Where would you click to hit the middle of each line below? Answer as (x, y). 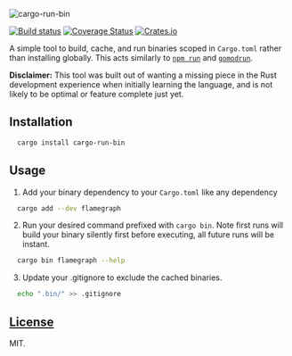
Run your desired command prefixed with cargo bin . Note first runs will (152, 225)
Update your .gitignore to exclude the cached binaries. (122, 277)
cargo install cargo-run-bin (71, 143)
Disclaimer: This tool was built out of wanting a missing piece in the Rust (143, 75)
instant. (36, 244)
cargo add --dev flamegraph (69, 208)
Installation (41, 122)
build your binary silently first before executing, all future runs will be (148, 235)
